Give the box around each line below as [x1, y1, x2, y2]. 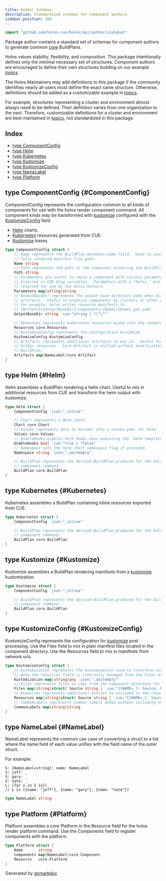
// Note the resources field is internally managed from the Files [14, 672, 156, 677]
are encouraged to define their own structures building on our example [5, 64, 149, 70]
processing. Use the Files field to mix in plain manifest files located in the [5, 643, 154, 649]
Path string [14, 270, 39, 275]
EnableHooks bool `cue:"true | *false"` [14, 441, 98, 446]
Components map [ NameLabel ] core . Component [14, 852, 100, 857]
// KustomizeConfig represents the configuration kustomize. [14, 330, 142, 335]
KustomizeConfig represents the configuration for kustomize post [5, 637, 138, 644]
